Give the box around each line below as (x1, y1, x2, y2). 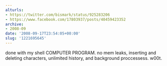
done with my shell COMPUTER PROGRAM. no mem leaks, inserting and (5, 49, 156, 56)
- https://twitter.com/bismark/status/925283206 (5, 12, 110, 17)
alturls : (5, 7, 24, 13)
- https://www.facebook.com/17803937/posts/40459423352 (5, 17, 126, 22)
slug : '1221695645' (5, 36, 47, 41)
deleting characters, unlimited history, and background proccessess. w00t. (5, 55, 162, 61)
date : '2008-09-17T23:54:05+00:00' (5, 31, 81, 36)
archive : (5, 21, 24, 27)
